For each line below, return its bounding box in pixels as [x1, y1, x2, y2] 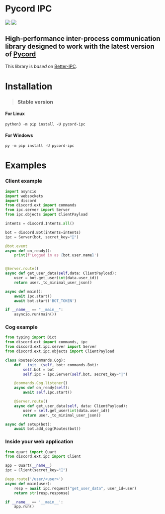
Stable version [17, 98, 54, 105]
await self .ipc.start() [23, 390, 72, 395]
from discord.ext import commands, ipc [5, 339, 88, 345]
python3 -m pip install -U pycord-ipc [5, 122, 85, 127]
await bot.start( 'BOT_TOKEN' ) [14, 298, 77, 304]
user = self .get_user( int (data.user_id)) [23, 408, 110, 413]
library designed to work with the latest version [5, 42, 155, 51]
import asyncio [5, 189, 37, 194]
